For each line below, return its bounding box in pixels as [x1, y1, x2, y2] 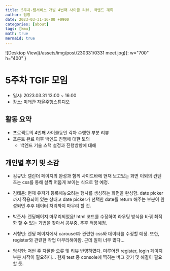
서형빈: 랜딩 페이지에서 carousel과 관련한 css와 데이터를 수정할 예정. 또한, [12, 231, 160, 237]
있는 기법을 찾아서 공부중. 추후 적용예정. [28, 220, 108, 226]
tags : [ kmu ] [5, 26, 30, 32]
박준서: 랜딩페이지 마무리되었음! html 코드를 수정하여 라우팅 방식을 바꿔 [12, 214, 153, 220]
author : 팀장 [5, 12, 31, 17]
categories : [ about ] [5, 21, 49, 27]
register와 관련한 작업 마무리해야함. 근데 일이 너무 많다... [12, 237, 125, 243]
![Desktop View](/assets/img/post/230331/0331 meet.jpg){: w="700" [5, 49, 149, 56]
